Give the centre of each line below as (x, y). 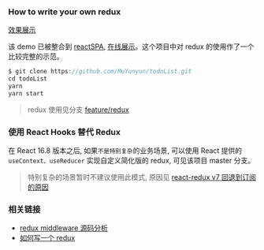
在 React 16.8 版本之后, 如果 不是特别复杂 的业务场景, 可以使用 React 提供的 (125, 151)
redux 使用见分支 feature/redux (78, 110)
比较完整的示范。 (36, 57)
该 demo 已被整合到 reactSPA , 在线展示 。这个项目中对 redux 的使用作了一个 (131, 47)
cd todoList (28, 79)
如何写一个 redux (47, 238)
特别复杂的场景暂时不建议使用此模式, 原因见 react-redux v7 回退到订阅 (142, 177)
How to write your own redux (65, 12)
